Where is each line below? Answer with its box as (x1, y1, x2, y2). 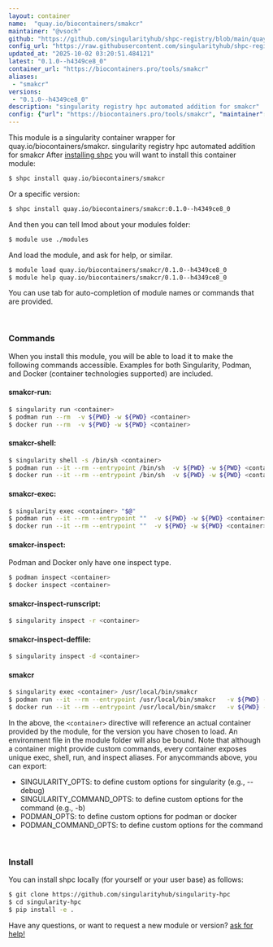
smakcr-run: (8, 388, 52, 397)
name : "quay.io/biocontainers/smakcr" (8, 20, 144, 28)
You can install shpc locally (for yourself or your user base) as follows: (8, 875, 244, 884)
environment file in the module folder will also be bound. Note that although (8, 735, 262, 745)
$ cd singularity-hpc (8, 898, 82, 906)
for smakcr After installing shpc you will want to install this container (8, 150, 237, 160)
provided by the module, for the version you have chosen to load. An (8, 726, 238, 737)
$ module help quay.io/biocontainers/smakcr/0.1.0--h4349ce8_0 (8, 274, 227, 282)
